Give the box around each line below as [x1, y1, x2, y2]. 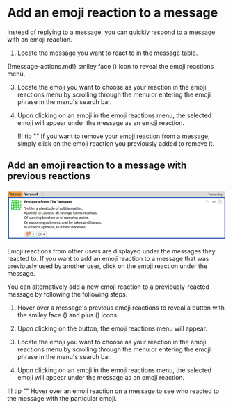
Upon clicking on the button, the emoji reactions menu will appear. [17, 324, 207, 333]
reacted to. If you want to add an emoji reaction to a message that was [7, 254, 209, 262]
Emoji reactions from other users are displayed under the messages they [7, 247, 216, 255]
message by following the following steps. [7, 290, 128, 298]
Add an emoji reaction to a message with [7, 160, 187, 172]
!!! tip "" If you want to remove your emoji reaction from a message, [17, 132, 210, 140]
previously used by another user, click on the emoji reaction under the [7, 262, 208, 270]
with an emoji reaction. [7, 35, 73, 43]
